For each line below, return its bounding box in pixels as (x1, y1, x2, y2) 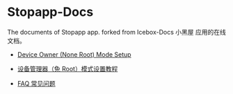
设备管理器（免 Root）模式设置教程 (17, 64, 118, 73)
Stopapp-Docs (7, 4, 94, 20)
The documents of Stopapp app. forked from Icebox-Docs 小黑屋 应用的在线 (7, 28, 226, 36)
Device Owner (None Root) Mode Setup (17, 50, 131, 59)
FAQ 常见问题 (17, 79, 56, 87)
